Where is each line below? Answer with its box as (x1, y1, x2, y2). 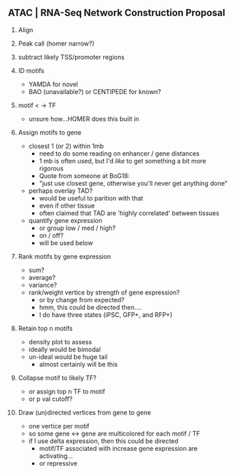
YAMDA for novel (28, 80, 78, 88)
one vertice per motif (28, 421, 90, 430)
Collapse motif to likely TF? (18, 373, 97, 382)
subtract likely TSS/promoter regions (18, 53, 125, 61)
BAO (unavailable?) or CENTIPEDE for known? (28, 87, 162, 95)
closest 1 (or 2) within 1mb (28, 142, 104, 150)
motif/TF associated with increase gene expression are (39, 444, 198, 452)
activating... (39, 452, 73, 460)
